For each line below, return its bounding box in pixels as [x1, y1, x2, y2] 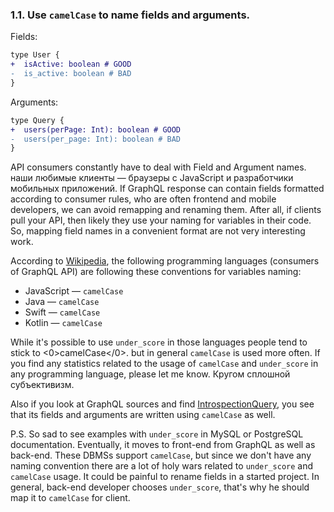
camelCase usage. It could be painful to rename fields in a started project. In [10, 471, 320, 483]
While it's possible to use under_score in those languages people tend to [10, 336, 308, 348]
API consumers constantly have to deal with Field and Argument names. [10, 161, 307, 173]
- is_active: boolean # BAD [10, 69, 132, 79]
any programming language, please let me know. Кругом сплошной [10, 368, 291, 380]
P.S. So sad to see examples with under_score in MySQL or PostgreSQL [10, 428, 304, 440]
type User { [10, 50, 60, 60]
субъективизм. [10, 379, 75, 391]
